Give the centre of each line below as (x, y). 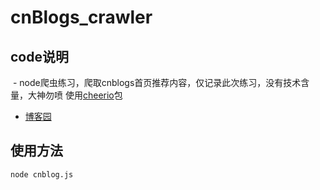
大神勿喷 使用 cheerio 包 (75, 95)
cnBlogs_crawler (81, 17)
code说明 (39, 56)
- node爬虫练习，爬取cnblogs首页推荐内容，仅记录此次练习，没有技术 (157, 82)
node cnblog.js (42, 174)
